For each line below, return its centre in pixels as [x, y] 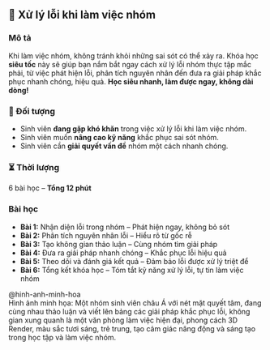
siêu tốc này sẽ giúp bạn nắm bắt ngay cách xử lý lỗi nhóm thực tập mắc [130, 64]
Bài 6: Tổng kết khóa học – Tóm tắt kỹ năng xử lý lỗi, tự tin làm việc [132, 270]
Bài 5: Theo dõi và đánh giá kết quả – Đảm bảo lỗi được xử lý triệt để [134, 261]
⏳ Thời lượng [34, 167]
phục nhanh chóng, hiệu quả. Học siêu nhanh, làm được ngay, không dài [131, 81]
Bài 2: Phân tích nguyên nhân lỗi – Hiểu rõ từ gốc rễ [106, 235]
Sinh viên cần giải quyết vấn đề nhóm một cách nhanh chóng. [124, 146]
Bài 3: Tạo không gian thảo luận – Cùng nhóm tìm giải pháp [119, 244]
